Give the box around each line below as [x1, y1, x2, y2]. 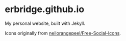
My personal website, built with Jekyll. [5, 20, 85, 26]
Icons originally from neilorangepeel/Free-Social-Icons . [5, 30, 121, 36]
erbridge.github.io [5, 4, 85, 15]
